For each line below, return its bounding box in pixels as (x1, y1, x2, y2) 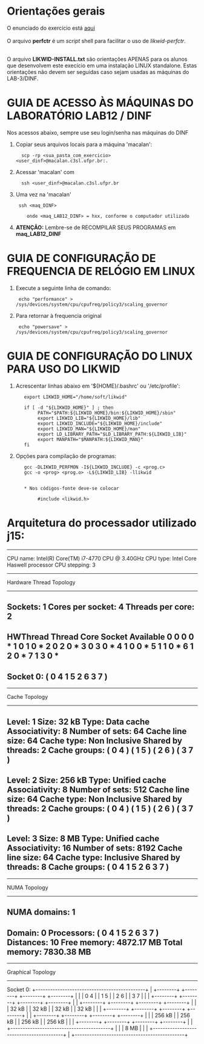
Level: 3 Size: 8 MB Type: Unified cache (7, 834, 160, 844)
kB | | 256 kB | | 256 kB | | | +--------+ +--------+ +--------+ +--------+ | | (7, 1018, 193, 1026)
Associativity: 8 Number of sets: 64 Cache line (7, 726, 187, 736)
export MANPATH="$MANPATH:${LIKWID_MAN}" (38, 436, 144, 442)
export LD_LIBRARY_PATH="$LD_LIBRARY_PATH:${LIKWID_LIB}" (38, 431, 187, 437)
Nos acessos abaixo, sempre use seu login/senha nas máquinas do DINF (7, 129, 189, 136)
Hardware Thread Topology (7, 578, 76, 586)
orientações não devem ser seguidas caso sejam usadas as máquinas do (7, 68, 189, 75)
